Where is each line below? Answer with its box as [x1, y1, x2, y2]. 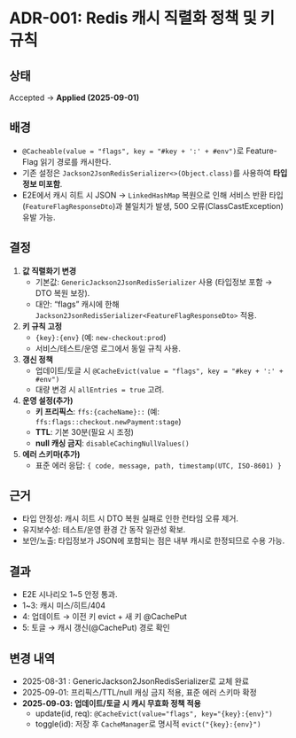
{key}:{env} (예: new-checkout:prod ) [35, 331, 167, 342]
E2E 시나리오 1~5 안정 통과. [21, 589, 118, 600]
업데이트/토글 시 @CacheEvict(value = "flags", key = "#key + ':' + [35, 365, 284, 376]
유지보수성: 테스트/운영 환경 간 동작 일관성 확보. [21, 524, 186, 535]
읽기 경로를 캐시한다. [39, 156, 112, 167]
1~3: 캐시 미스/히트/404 [21, 600, 106, 611]
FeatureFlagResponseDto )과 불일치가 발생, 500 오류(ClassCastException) [25, 200, 284, 211]
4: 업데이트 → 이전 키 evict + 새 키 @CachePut [21, 611, 188, 622]
